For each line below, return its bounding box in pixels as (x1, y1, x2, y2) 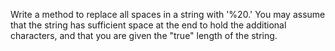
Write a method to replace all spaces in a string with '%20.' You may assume (10, 9, 326, 20)
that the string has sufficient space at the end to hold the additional (10, 19, 287, 31)
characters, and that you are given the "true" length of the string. (10, 30, 278, 41)
